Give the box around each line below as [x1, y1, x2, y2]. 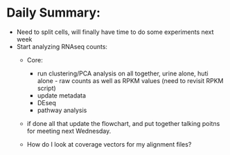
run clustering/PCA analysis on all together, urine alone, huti [37, 69, 209, 77]
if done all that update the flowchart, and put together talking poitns [26, 119, 220, 127]
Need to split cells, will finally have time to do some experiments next [16, 28, 214, 36]
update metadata [37, 91, 87, 100]
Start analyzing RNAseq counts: [16, 42, 108, 51]
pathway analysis [37, 106, 87, 114]
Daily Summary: [6, 5, 101, 21]
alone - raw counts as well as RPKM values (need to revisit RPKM [37, 76, 224, 84]
